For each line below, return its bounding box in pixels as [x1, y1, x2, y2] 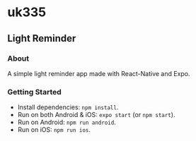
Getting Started [7, 87, 62, 97]
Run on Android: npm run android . [17, 118, 117, 127]
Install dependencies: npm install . [17, 103, 119, 111]
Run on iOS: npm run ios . [17, 125, 91, 134]
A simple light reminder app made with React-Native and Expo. [7, 69, 190, 78]
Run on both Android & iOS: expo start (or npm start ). [17, 111, 175, 119]
